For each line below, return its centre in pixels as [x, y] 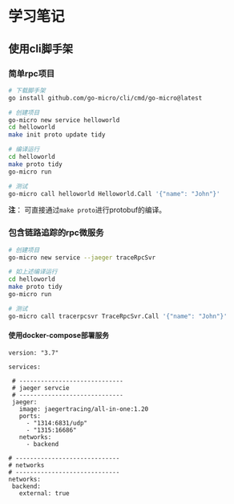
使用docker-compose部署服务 [59, 335]
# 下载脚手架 [27, 90]
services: [25, 367]
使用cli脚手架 [41, 49]
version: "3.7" [34, 353]
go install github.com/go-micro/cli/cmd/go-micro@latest [105, 98]
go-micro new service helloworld [64, 120]
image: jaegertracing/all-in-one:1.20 [84, 409]
